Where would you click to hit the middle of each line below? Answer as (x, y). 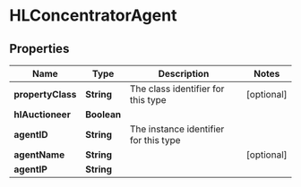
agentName (39, 155)
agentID (31, 135)
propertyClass (45, 94)
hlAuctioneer (43, 115)
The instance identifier (177, 129)
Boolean (103, 115)
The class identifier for (177, 89)
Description (184, 74)
